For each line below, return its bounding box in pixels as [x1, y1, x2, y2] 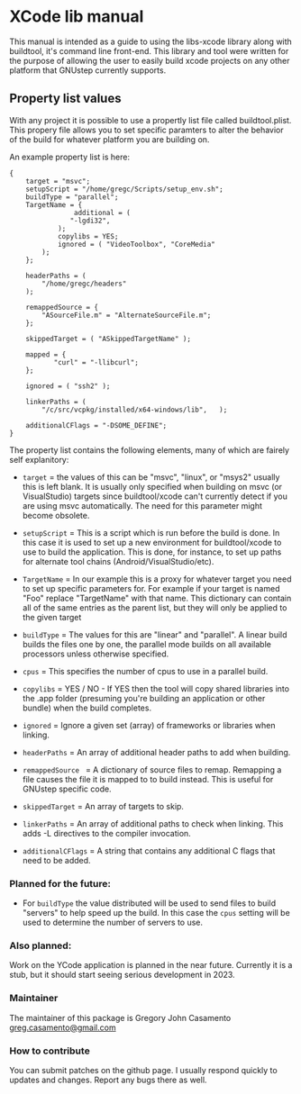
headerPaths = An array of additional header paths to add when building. [22, 746, 291, 757]
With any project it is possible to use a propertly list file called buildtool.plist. [9, 114, 292, 125]
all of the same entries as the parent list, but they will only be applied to [22, 601, 287, 613]
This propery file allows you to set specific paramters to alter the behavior [9, 124, 284, 135]
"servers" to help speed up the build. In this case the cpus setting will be [22, 908, 290, 918]
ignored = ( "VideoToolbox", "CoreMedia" [57, 240, 216, 249]
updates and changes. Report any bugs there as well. [9, 1074, 207, 1085]
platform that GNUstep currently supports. [9, 65, 167, 76]
